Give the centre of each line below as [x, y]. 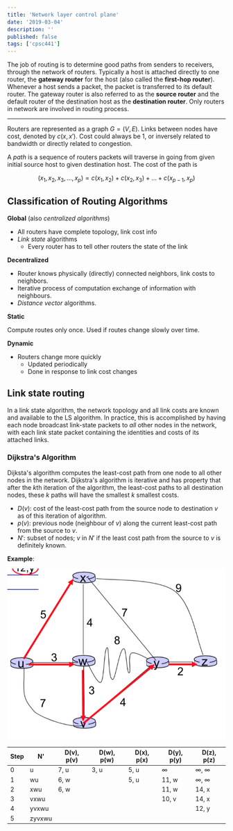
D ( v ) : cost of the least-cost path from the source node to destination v [118, 508]
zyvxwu [41, 818]
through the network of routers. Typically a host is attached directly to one [113, 72]
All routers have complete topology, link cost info [87, 231]
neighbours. [34, 295]
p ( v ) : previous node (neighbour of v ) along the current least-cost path [117, 523]
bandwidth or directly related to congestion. [70, 144]
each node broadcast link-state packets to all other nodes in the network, [112, 425]
